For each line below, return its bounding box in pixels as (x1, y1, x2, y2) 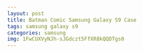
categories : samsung (7, 29, 67, 36)
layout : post (7, 10, 45, 17)
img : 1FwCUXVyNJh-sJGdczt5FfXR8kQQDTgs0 (7, 36, 125, 43)
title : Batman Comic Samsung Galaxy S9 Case (7, 17, 137, 23)
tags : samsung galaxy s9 (7, 23, 78, 30)
